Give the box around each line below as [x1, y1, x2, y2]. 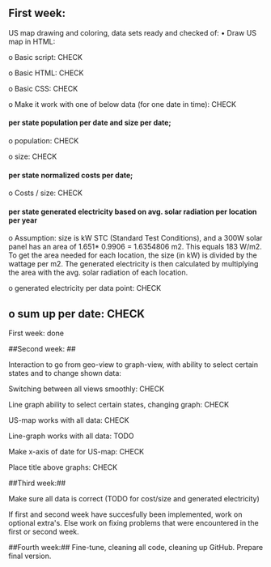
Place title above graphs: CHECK [8, 463, 118, 472]
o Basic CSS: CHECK [8, 83, 78, 93]
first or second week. [8, 526, 79, 537]
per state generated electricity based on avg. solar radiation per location [8, 207, 257, 216]
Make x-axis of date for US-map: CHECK [8, 447, 145, 457]
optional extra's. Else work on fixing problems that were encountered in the [8, 518, 259, 528]
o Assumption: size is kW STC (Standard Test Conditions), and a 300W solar [8, 233, 263, 243]
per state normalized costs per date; [8, 170, 133, 180]
